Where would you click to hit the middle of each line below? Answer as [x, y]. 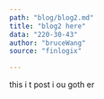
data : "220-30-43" [43, 34]
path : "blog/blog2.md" [52, 18]
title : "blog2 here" [48, 26]
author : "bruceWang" [48, 43]
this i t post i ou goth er [52, 85]
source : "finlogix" [46, 51]
